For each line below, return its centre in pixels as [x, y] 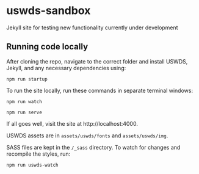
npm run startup [27, 79]
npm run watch [24, 101]
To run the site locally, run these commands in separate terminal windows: [100, 90]
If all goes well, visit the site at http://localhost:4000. [72, 123]
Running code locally [47, 47]
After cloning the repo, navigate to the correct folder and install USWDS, [97, 61]
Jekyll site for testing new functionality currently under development [92, 27]
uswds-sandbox [49, 11]
